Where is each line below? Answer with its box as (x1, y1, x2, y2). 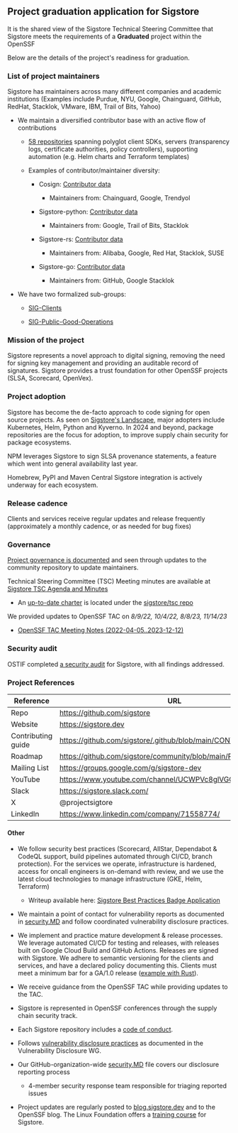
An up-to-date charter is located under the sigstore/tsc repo (17, 598, 193, 607)
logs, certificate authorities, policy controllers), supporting (28, 145, 198, 153)
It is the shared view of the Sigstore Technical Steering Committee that (7, 24, 214, 33)
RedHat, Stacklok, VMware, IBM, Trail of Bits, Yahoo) (7, 102, 161, 111)
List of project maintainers (7, 71, 101, 81)
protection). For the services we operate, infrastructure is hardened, (17, 860, 217, 868)
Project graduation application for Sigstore (7, 6, 200, 18)
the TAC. (17, 990, 44, 999)
